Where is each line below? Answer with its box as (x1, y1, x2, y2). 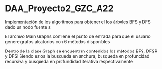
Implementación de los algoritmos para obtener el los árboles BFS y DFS (5, 19, 151, 25)
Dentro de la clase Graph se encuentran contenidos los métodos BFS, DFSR (5, 48, 158, 54)
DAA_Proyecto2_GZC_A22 (5, 3, 114, 14)
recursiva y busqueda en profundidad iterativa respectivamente (5, 58, 133, 64)
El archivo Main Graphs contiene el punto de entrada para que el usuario (5, 34, 151, 39)
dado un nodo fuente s (5, 24, 51, 30)
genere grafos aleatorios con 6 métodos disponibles (5, 38, 110, 44)
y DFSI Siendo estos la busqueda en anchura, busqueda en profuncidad (5, 53, 150, 59)
